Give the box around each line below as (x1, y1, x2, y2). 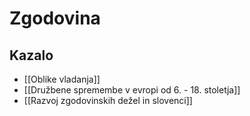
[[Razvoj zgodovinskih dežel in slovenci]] (23, 95, 193, 106)
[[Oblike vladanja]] (23, 73, 101, 85)
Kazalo (9, 47, 54, 64)
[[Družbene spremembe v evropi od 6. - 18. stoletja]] (23, 84, 241, 96)
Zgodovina (9, 7, 101, 30)
